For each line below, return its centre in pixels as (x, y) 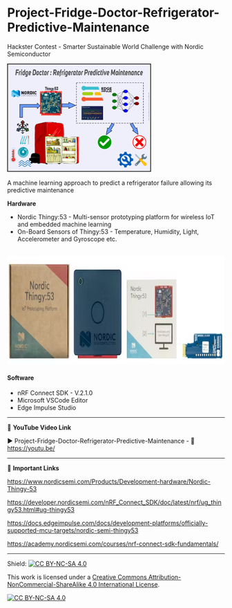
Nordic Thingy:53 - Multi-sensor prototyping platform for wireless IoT (116, 217)
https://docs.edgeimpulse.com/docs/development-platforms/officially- (108, 523)
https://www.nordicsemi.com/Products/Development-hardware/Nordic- (109, 481)
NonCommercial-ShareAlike (47, 584)
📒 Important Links (33, 468)
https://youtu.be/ (31, 448)
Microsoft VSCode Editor (52, 400)
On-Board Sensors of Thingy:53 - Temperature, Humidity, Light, (108, 231)
